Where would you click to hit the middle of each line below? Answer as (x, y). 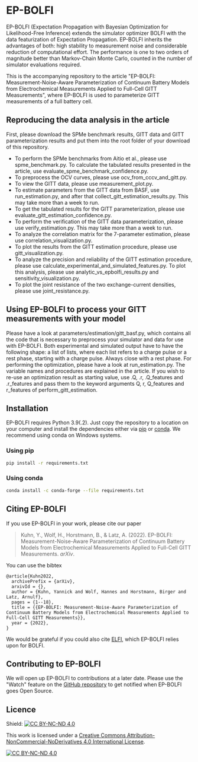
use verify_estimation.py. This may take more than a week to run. (94, 228)
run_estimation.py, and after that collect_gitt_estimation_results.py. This (102, 196)
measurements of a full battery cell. (49, 101)
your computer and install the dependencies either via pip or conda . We (93, 429)
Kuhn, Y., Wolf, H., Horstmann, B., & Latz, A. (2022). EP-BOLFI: (97, 535)
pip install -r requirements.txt (47, 463)
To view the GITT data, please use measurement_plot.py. (84, 183)
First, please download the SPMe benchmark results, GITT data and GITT (95, 134)
